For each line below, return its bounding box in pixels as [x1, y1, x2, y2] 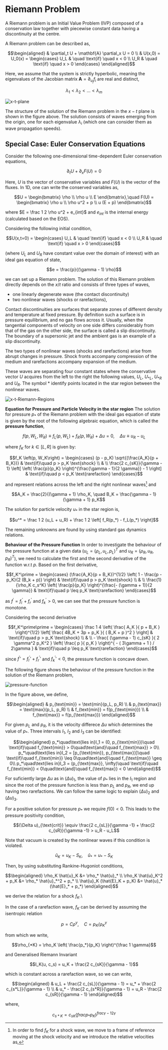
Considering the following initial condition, [5, 226, 92, 232]
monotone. [5, 604, 27, 610]
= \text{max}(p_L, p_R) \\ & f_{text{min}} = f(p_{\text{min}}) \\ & [19, 707, 149, 713]
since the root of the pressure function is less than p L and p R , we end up [5, 782, 154, 789]
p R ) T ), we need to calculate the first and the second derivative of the [5, 554, 146, 563]
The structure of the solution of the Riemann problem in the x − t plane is [5, 108, 155, 114]
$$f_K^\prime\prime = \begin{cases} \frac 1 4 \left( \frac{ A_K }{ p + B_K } [8, 624, 160, 630]
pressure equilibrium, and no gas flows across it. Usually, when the [5, 317, 143, 323]
